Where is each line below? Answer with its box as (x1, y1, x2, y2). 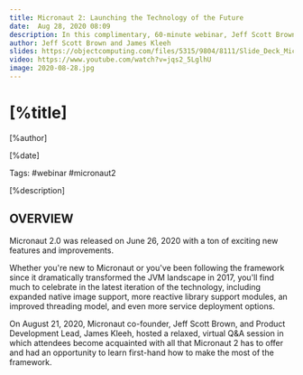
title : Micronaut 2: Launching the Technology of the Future (9, 13, 244, 23)
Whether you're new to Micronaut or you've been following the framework (9, 262, 285, 273)
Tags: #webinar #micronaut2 (9, 167, 116, 178)
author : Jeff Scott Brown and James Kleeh (9, 38, 171, 48)
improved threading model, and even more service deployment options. (9, 300, 275, 312)
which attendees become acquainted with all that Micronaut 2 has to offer (9, 337, 284, 348)
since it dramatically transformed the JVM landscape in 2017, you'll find (9, 272, 275, 283)
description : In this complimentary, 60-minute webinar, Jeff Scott (9, 30, 272, 39)
